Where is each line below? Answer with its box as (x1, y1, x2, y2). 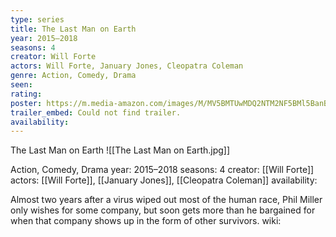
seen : (10, 80, 33, 90)
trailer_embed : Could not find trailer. (10, 107, 182, 118)
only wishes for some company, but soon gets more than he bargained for (10, 204, 316, 216)
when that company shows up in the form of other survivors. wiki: (10, 215, 282, 227)
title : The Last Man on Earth (10, 24, 137, 34)
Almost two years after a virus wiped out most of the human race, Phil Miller (10, 194, 323, 206)
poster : (10, 98, 43, 108)
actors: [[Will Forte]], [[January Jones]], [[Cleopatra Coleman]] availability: (10, 174, 318, 186)
